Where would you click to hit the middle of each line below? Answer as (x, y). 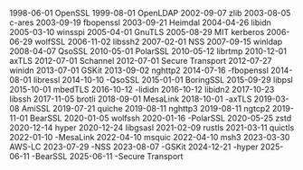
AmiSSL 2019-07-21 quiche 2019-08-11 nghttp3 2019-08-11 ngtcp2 (146, 108)
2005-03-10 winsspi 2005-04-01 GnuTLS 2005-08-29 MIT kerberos (137, 32)
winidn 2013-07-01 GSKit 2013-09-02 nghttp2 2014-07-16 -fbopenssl (139, 70)
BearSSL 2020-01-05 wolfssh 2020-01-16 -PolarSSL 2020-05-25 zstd (161, 118)
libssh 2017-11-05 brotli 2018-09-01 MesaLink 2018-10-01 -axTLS (131, 99)
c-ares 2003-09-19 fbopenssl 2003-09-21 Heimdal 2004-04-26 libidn (140, 22)
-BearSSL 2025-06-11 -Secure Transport (107, 156)
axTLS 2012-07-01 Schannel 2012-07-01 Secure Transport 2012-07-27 (141, 61)
